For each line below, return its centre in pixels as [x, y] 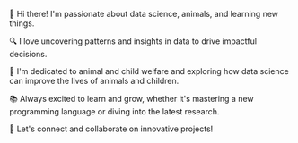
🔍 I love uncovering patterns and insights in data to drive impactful [133, 41]
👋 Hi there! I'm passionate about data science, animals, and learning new [144, 14]
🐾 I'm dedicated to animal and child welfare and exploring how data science [149, 71]
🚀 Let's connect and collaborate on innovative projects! [111, 129]
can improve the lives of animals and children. [94, 81]
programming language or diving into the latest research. [114, 111]
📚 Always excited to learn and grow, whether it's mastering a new [131, 99]
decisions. [28, 54]
